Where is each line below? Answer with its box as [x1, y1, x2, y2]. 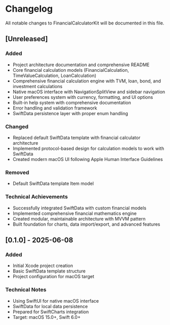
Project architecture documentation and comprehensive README [12, 62, 150, 68]
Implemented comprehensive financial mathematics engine [12, 210, 137, 216]
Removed [5, 169, 30, 176]
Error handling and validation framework [12, 105, 98, 111]
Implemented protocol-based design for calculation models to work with [12, 145, 164, 151]
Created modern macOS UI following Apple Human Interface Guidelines [12, 156, 163, 162]
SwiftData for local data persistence [12, 303, 88, 309]
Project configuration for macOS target [12, 274, 95, 280]
